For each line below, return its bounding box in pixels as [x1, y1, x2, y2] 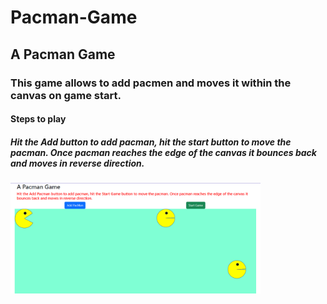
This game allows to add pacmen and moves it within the [10, 76, 292, 90]
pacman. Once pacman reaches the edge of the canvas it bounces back [10, 146, 317, 158]
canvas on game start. [10, 88, 122, 102]
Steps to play [10, 113, 67, 125]
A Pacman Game [10, 46, 116, 63]
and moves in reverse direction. [10, 157, 145, 169]
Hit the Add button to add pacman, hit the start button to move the [10, 136, 292, 148]
